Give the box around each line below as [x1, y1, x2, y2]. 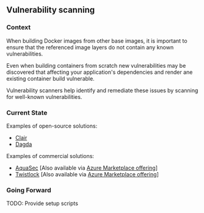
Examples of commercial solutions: [6, 152, 95, 159]
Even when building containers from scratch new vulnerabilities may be [6, 62, 186, 69]
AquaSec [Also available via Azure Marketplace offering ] [15, 164, 158, 171]
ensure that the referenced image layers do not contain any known [6, 43, 174, 51]
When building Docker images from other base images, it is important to [6, 37, 188, 45]
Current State [6, 108, 48, 117]
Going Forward [6, 186, 52, 194]
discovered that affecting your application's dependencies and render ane [6, 68, 193, 76]
